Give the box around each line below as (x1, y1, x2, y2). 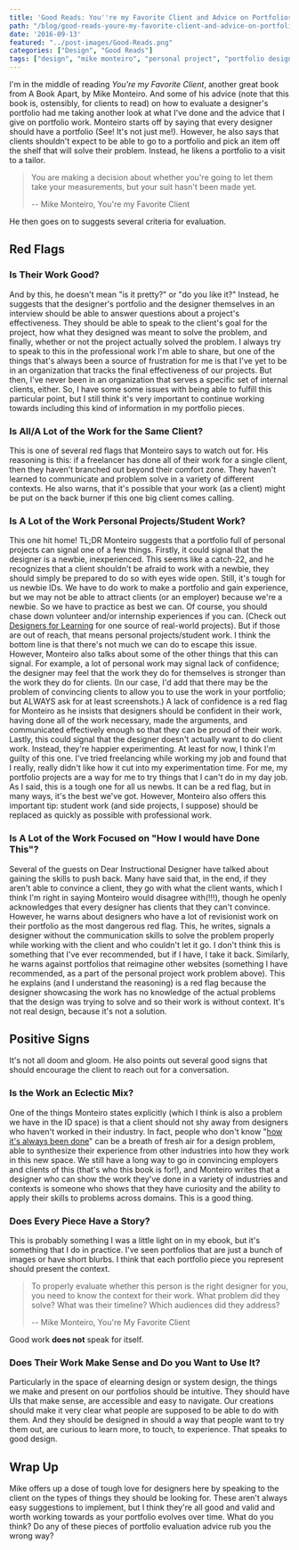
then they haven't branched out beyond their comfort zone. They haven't (9, 464, 277, 474)
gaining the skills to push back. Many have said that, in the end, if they (9, 873, 267, 884)
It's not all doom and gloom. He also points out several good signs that (9, 1055, 268, 1066)
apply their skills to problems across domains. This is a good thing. (9, 1192, 254, 1203)
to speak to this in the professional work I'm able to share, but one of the (9, 345, 276, 357)
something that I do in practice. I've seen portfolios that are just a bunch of (9, 1244, 283, 1255)
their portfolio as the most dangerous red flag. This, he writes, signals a (9, 920, 271, 931)
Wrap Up (9, 1459, 60, 1474)
